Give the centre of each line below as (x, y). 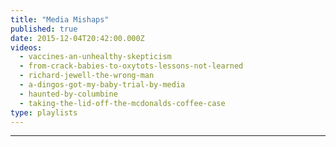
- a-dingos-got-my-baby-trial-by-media (102, 85)
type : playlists (44, 112)
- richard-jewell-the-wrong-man (87, 76)
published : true (44, 29)
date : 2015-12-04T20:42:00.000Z (77, 38)
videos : (26, 47)
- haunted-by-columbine (68, 94)
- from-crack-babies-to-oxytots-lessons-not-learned (131, 66)
